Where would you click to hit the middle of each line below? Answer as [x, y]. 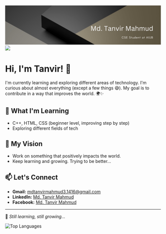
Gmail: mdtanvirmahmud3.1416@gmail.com [57, 192]
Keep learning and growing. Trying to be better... [62, 161]
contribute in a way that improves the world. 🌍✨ [55, 93]
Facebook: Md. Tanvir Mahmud [44, 202]
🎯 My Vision [24, 144]
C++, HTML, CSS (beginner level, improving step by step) [71, 123]
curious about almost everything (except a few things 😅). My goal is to [77, 88]
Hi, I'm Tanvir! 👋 [38, 69]
